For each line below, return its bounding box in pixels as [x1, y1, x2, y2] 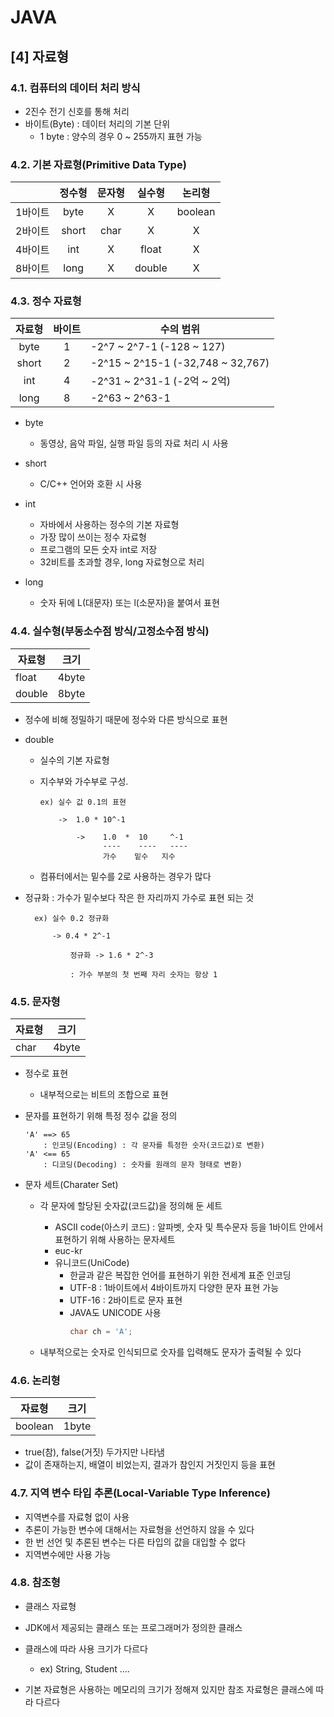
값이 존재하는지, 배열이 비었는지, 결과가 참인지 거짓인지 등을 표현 [24, 1459, 277, 1471]
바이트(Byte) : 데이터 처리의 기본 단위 [24, 117, 171, 130]
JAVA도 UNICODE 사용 [69, 1307, 162, 1319]
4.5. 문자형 [10, 994, 61, 1008]
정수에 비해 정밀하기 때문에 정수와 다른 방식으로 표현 [24, 713, 228, 725]
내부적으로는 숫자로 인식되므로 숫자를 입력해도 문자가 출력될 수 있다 [39, 1346, 302, 1358]
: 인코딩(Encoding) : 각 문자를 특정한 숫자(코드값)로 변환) [43, 1141, 265, 1151]
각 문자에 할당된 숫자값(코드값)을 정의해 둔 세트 [39, 1200, 223, 1212]
